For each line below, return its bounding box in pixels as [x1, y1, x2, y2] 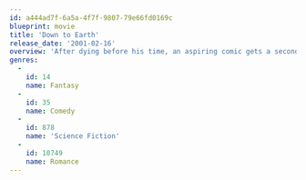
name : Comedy [25, 106, 76, 115]
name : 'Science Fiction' [25, 132, 120, 141]
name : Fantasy [25, 81, 79, 90]
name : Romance [25, 156, 79, 166]
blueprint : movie [9, 22, 76, 31]
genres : [9, 55, 39, 65]
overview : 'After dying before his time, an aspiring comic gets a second [9, 47, 300, 56]
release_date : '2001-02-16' [9, 38, 117, 48]
